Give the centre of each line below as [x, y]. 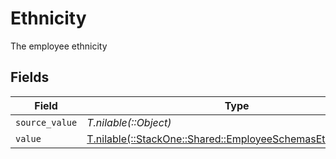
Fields [30, 77]
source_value [46, 122]
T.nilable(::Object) [129, 122]
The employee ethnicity [59, 46]
